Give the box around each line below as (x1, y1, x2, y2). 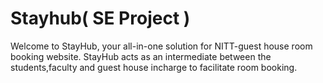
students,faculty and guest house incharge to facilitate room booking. (10, 61, 298, 73)
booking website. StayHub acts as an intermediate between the (10, 50, 272, 62)
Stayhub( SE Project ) (10, 7, 191, 30)
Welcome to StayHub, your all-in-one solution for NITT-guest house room (10, 40, 313, 52)
